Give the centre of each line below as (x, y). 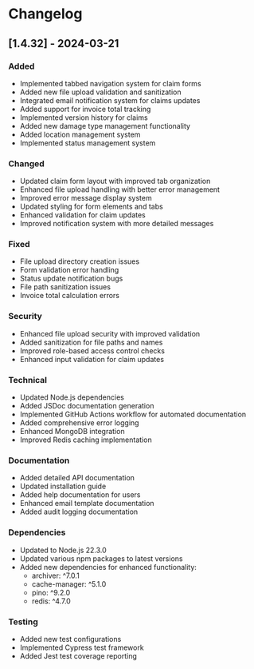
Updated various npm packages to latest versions (101, 558)
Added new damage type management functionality (105, 125)
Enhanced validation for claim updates (82, 215)
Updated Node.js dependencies (72, 397)
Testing (23, 622)
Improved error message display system (86, 198)
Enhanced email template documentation (87, 504)
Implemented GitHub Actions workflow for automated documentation (133, 414)
